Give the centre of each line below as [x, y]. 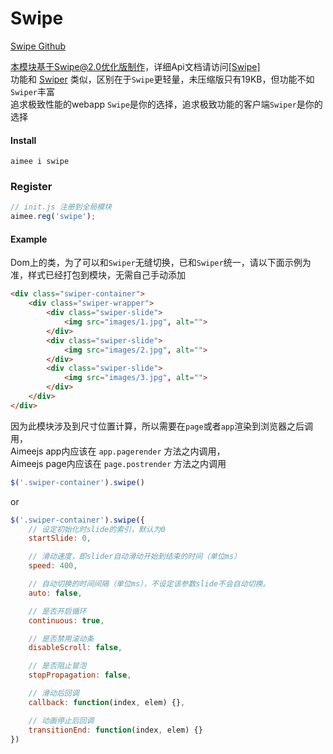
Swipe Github [38, 46]
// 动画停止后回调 [61, 720]
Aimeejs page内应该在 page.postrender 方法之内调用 [118, 463]
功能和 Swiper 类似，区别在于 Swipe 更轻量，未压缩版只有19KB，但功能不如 [162, 79]
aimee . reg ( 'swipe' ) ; [53, 217]
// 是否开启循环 [57, 611]
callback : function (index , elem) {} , [107, 702]
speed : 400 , [53, 566]
